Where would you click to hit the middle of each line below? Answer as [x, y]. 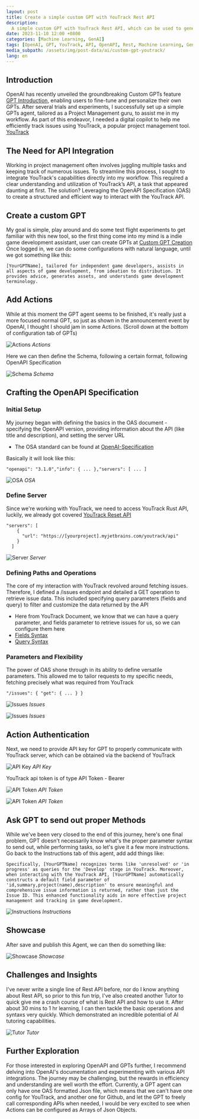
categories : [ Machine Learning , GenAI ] [55, 39]
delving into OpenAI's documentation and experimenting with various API [95, 1071]
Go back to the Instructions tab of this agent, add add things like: [85, 853]
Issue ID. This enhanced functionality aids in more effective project [96, 895]
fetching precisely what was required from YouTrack [70, 683]
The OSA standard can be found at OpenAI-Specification [84, 447]
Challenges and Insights [52, 975]
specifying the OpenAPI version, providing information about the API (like [95, 429]
